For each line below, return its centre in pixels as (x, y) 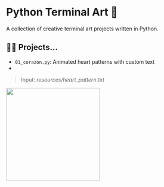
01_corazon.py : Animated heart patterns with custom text (85, 61)
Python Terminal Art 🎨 (62, 12)
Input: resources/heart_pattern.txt (63, 79)
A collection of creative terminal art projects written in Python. (83, 29)
